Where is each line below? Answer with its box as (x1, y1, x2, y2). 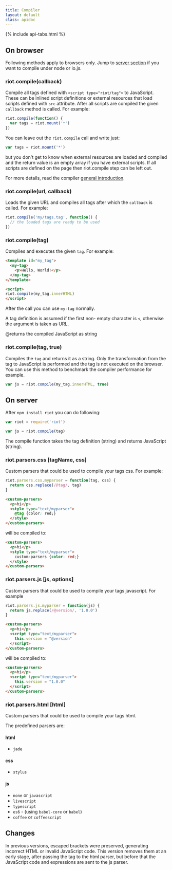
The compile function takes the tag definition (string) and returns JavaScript (5, 438, 166, 444)
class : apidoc (5, 17, 36, 22)
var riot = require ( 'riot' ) (5, 419, 66, 424)
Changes (5, 829, 35, 838)
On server (5, 396, 38, 404)
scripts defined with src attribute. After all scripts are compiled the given (5, 101, 159, 107)
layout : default (5, 12, 40, 17)
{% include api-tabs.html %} (5, 31, 66, 38)
